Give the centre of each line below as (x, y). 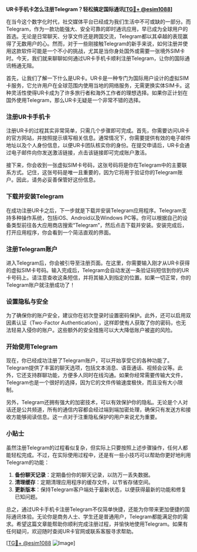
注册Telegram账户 (32, 249)
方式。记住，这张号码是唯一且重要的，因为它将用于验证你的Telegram (94, 172)
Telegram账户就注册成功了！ (40, 285)
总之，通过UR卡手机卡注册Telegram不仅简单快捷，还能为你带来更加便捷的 (96, 509)
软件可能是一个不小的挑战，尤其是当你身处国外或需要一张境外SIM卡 (103, 51)
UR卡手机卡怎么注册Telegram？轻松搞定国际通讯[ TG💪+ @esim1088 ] (89, 9)
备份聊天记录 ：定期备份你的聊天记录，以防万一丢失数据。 (84, 475)
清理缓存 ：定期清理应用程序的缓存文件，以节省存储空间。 (84, 482)
